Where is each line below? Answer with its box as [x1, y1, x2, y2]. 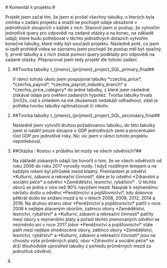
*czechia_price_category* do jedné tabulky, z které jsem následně [12, 87, 149, 92]
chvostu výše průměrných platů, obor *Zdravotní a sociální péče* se [12, 238, 154, 243]
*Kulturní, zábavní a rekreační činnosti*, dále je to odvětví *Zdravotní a [12, 174, 159, 180]
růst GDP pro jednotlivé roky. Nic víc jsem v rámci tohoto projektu [12, 133, 148, 139]
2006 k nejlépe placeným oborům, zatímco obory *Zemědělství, [12, 206, 145, 211]
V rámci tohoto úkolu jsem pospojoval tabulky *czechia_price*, [12, 76, 142, 82]
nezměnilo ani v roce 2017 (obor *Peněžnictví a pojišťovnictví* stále [12, 222, 153, 227]
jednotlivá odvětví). [12, 248, 53, 254]
